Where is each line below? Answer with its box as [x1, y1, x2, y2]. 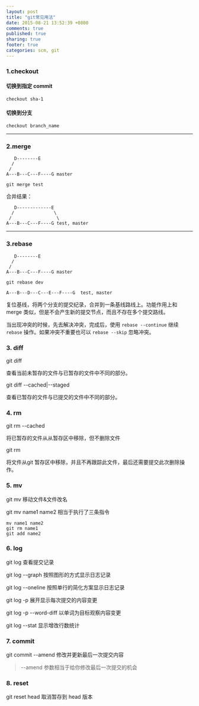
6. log [6, 544, 23, 553]
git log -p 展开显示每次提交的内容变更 [6, 596, 98, 604]
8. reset [6, 679, 29, 688]
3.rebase [6, 240, 33, 248]
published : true [6, 31, 46, 37]
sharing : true [6, 36, 41, 42]
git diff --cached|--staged [6, 381, 70, 388]
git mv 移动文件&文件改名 [6, 495, 68, 503]
